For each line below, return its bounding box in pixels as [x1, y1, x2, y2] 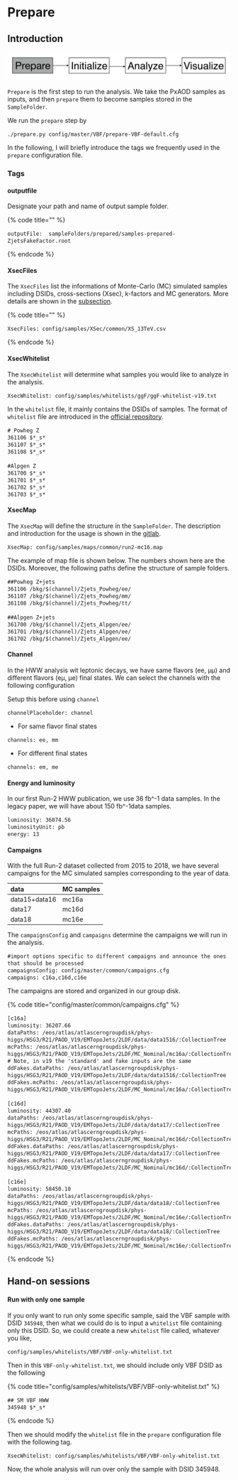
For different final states [17, 749, 88, 757]
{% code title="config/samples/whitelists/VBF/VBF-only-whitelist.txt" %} [7, 1382, 220, 1390]
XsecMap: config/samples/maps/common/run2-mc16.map [7, 544, 163, 551]
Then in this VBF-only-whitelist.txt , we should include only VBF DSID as [7, 1361, 222, 1369]
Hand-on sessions [7, 1275, 91, 1287]
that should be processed [7, 960, 84, 967]
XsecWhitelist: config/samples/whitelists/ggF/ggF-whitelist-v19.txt [7, 392, 217, 399]
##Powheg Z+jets [7, 578, 55, 585]
